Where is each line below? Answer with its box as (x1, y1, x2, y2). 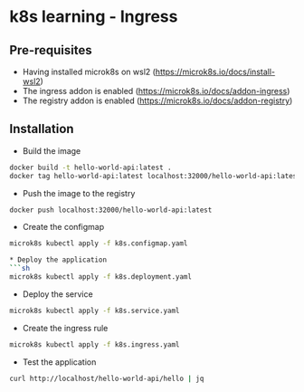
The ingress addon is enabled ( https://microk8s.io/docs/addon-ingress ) (22, 86, 290, 96)
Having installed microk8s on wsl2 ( (22, 66, 157, 77)
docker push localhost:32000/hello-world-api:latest (9, 206, 213, 215)
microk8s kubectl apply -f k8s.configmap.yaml (9, 239, 188, 248)
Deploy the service (22, 288, 93, 300)
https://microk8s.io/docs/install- (155, 66, 276, 77)
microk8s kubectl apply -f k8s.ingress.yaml (9, 339, 180, 349)
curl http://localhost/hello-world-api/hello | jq (9, 374, 204, 383)
